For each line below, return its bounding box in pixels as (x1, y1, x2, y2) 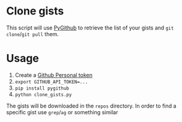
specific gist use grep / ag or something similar (6, 108, 118, 115)
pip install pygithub (14, 85, 69, 91)
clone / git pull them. (6, 30, 59, 37)
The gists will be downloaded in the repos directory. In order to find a (6, 102, 177, 109)
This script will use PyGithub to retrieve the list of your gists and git (6, 24, 174, 31)
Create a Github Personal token (14, 71, 93, 79)
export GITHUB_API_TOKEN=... (14, 79, 88, 85)
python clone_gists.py (14, 91, 72, 97)
